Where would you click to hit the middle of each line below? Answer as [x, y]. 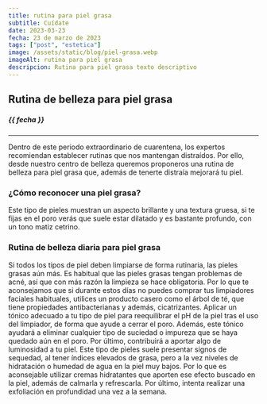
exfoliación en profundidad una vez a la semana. [87, 391]
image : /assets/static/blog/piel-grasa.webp [83, 52]
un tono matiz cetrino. [44, 227]
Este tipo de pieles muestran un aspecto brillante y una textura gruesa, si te [132, 210]
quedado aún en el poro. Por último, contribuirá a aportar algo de [114, 341]
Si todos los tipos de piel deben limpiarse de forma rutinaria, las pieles [123, 265]
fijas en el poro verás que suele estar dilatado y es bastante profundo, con [130, 218]
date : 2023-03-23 [37, 30]
